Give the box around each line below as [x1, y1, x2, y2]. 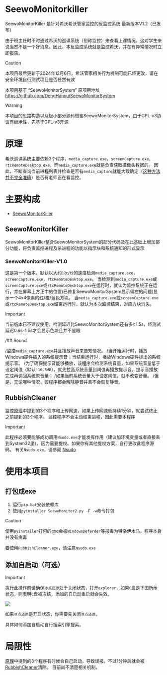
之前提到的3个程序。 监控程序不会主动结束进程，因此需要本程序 [5, 414, 136, 420]
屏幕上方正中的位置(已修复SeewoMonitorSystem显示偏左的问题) [22, 288, 154, 294]
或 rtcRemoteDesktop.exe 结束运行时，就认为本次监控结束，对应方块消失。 [5, 301, 155, 307]
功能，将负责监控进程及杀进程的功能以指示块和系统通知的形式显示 [9, 245, 145, 251]
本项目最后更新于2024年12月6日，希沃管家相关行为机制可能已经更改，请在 [5, 70, 158, 76]
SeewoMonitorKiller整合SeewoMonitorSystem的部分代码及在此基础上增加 [5, 238, 156, 245]
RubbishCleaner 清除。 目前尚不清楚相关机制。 [5, 665, 100, 671]
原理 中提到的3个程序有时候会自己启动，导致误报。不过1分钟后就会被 [5, 658, 145, 664]
